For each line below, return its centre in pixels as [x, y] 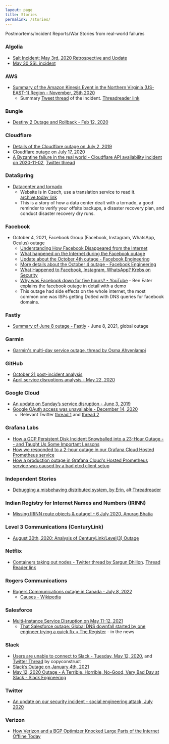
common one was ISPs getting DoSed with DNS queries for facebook [92, 297]
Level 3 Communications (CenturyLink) [54, 527]
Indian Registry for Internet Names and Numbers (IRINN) [76, 503]
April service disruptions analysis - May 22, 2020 [64, 380]
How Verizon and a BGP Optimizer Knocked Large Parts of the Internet [86, 731]
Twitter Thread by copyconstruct [47, 661]
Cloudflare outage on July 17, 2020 [49, 152]
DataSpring [19, 176]
